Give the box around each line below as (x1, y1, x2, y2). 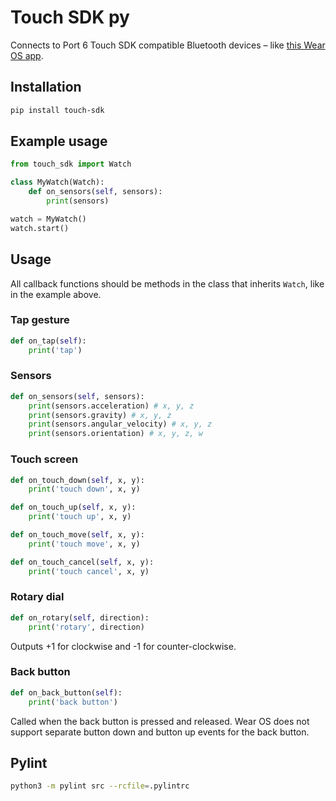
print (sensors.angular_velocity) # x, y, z (28, 419, 213, 430)
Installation (10, 79, 82, 96)
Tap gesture (10, 313, 70, 327)
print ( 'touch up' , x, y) (28, 512, 132, 522)
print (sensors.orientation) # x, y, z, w (28, 429, 203, 439)
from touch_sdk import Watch (10, 159, 132, 170)
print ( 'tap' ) (28, 345, 83, 355)
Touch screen (10, 452, 79, 466)
